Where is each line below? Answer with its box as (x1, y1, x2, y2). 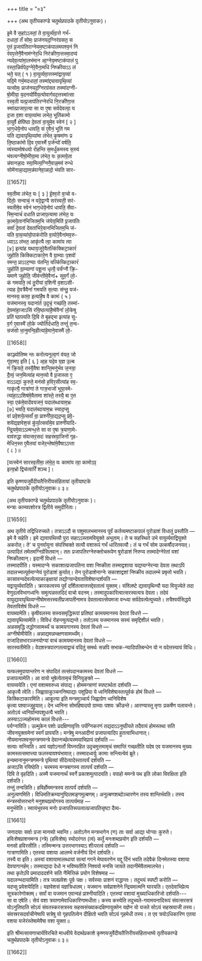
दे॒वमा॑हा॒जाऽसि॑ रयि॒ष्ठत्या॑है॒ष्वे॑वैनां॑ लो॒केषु (7, 306, 76, 314)
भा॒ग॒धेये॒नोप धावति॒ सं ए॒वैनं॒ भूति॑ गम (7, 125, 70, 133)
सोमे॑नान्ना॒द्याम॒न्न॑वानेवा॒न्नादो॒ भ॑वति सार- (7, 167, 76, 173)
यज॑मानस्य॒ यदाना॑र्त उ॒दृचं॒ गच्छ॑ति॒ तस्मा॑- (7, 300, 80, 306)
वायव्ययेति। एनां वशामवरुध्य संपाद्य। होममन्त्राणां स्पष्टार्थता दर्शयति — (7, 681, 138, 689)
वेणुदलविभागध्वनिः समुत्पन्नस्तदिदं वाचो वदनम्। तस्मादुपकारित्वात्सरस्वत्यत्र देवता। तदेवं (7, 589, 169, 596)
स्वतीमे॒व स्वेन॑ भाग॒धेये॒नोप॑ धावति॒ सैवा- (7, 204, 77, 211)
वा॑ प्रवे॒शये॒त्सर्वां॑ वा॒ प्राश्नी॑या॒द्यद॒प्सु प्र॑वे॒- (7, 413, 75, 419)
